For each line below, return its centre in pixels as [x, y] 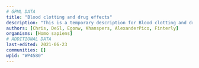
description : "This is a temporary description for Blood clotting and [96, 22]
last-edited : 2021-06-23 [37, 45]
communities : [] [26, 50]
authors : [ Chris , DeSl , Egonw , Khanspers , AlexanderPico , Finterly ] [92, 28]
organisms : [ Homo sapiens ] [39, 34]
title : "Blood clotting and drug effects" [59, 17]
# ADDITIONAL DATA [29, 39]
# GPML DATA [21, 12]
